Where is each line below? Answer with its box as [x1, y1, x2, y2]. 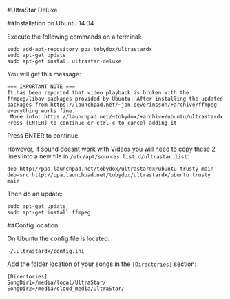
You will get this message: [7, 70, 81, 78]
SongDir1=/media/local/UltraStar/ [7, 279, 107, 286]
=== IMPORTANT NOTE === [7, 83, 76, 90]
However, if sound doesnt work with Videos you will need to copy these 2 [7, 145, 216, 153]
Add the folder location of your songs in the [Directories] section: [7, 260, 197, 268]
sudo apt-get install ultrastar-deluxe [7, 58, 122, 65]
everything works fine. [7, 107, 76, 114]
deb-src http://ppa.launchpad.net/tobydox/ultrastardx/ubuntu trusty [7, 172, 211, 178]
